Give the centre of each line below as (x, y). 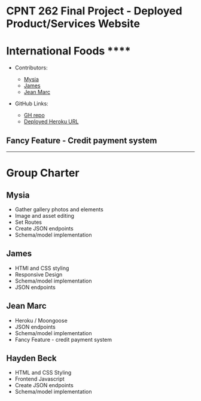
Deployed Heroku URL (51, 121)
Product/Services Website (73, 24)
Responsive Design (39, 274)
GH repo (34, 116)
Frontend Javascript (39, 379)
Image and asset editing (45, 215)
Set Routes (28, 222)
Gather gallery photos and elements (59, 209)
